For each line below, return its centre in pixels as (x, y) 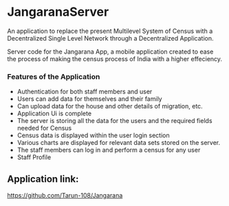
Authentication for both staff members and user (85, 92)
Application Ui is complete (54, 113)
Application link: (43, 179)
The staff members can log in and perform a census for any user (109, 150)
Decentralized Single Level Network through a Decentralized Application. (111, 38)
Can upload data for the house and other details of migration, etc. (110, 106)
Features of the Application (54, 76)
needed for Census (44, 128)
